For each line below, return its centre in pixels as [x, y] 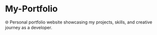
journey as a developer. [29, 27]
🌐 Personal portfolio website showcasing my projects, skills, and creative [79, 22]
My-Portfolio [31, 9]
